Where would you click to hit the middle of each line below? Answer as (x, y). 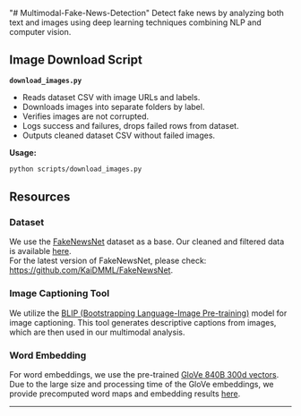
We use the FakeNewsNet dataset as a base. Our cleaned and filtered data (147, 242)
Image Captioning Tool (60, 293)
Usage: (23, 152)
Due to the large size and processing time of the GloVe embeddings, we (142, 384)
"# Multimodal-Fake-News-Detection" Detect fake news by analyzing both (147, 13)
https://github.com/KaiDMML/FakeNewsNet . (91, 270)
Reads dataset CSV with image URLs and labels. (111, 97)
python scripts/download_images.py (76, 169)
